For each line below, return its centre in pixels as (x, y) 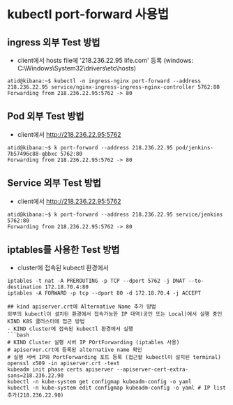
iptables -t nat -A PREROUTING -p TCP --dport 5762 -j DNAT (97, 281)
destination (24, 287)
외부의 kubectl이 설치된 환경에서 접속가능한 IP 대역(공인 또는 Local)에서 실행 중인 (115, 314)
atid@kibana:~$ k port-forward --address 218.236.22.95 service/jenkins (115, 214)
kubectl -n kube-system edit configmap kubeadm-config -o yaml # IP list (117, 388)
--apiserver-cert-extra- (152, 370)
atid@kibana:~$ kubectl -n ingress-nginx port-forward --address (104, 81)
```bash (18, 335)
